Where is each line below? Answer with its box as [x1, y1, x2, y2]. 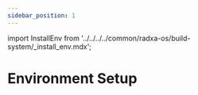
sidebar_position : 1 [7, 11, 76, 20]
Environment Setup [7, 69, 138, 87]
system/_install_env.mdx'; [7, 41, 92, 51]
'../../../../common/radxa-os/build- [81, 33, 192, 43]
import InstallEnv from [7, 33, 80, 43]
